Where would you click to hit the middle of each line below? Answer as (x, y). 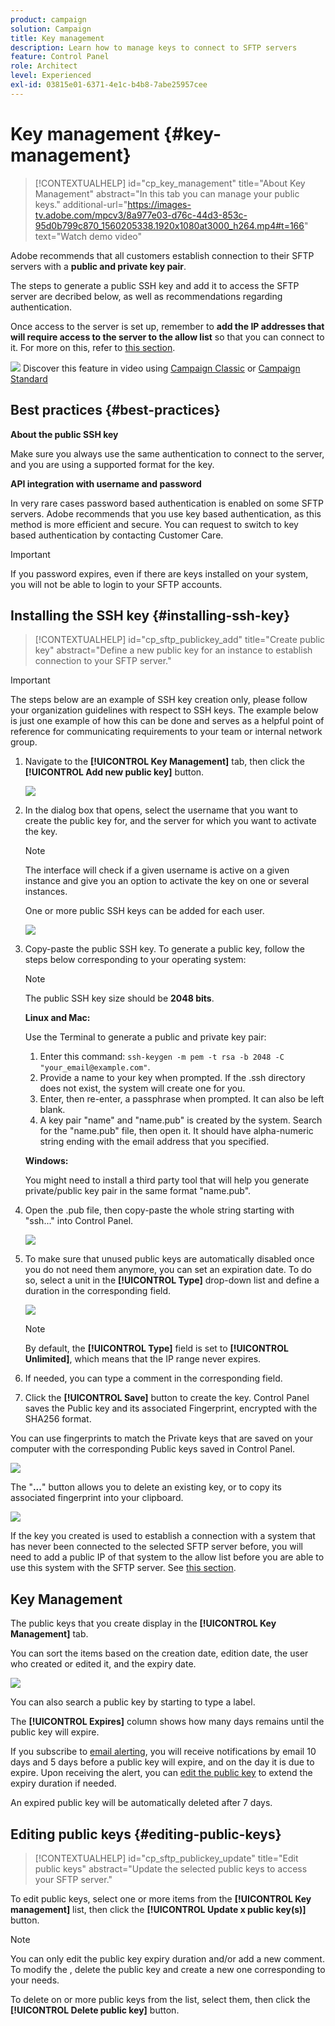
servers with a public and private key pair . (98, 266)
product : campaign (48, 19)
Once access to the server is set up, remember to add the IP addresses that (167, 326)
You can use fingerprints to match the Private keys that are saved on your (162, 1438)
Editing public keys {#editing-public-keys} (146, 1834)
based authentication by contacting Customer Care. (117, 535)
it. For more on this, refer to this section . (93, 347)
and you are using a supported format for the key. (112, 464)
